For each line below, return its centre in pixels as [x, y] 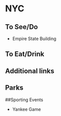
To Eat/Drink [25, 54]
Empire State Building [34, 39]
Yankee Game [27, 109]
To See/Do [22, 27]
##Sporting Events [24, 100]
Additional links [30, 71]
